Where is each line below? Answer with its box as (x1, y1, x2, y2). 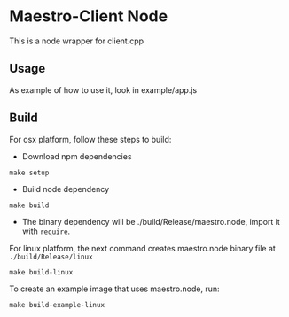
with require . (21, 226, 71, 236)
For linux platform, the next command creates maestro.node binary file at (9, 243, 277, 253)
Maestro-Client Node (9, 6, 168, 27)
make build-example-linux (9, 300, 105, 309)
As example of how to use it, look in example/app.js (9, 84, 198, 95)
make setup (9, 168, 50, 177)
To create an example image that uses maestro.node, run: (9, 283, 220, 294)
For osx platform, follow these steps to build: (9, 134, 172, 144)
